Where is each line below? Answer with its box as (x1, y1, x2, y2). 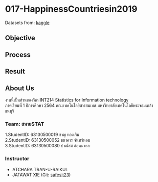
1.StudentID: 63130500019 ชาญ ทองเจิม (5, 131, 80, 138)
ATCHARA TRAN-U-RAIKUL (12, 166, 68, 172)
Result (5, 67, 25, 76)
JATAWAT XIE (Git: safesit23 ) (12, 172, 71, 178)
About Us (5, 84, 34, 92)
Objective (5, 34, 36, 42)
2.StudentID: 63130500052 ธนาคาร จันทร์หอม (5, 137, 90, 143)
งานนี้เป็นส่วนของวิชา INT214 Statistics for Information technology (5, 97, 129, 103)
